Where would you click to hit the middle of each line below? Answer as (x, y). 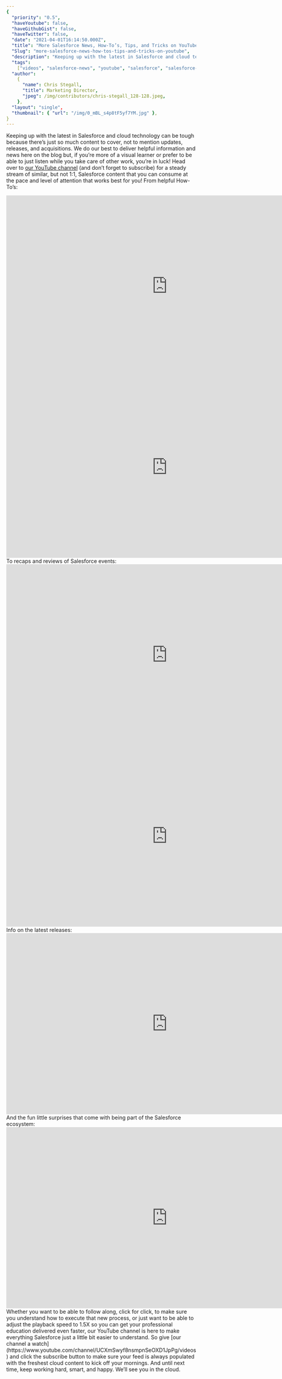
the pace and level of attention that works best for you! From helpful (91, 181)
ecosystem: (21, 1124)
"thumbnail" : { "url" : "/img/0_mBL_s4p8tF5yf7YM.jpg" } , (85, 113)
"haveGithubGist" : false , (44, 29)
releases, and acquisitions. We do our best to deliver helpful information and (101, 149)
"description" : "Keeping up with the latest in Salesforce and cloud (101, 57)
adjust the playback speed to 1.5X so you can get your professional (89, 1325)
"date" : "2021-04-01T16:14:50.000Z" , (59, 40)
